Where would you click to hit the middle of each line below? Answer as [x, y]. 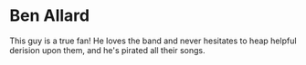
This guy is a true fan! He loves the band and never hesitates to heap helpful [153, 41]
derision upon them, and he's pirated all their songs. [107, 50]
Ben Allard [49, 16]
